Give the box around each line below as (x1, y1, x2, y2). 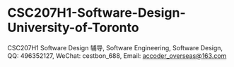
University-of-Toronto (7, 20, 139, 36)
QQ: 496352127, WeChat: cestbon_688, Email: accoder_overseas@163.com (7, 51, 227, 60)
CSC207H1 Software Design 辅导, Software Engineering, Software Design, (7, 43, 223, 52)
